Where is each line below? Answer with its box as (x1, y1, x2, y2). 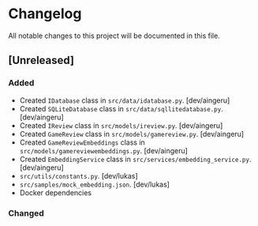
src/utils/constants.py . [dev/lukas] (19, 171, 138, 180)
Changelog (8, 5, 82, 23)
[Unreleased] (8, 54, 75, 67)
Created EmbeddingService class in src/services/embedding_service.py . (19, 154, 252, 164)
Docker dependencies (19, 187, 92, 198)
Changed (8, 207, 45, 218)
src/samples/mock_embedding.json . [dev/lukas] (19, 179, 170, 189)
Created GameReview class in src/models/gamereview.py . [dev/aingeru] (19, 129, 245, 138)
